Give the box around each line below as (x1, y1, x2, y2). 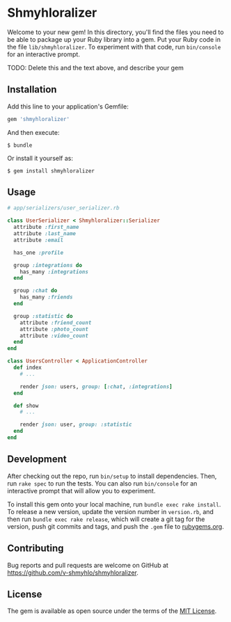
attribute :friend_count (19, 319, 92, 326)
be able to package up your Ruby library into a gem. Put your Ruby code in (7, 35, 221, 43)
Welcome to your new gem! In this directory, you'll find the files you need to (7, 28, 224, 36)
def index (13, 364, 42, 372)
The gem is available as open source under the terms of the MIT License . (7, 607, 217, 615)
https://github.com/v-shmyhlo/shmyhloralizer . (7, 568, 139, 577)
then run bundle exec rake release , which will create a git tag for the (7, 515, 205, 523)
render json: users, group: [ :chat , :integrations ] (19, 383, 173, 390)
